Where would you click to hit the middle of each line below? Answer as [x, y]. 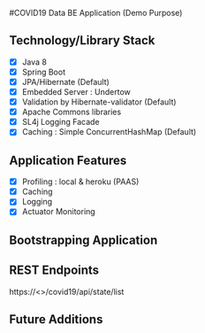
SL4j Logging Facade [61, 122]
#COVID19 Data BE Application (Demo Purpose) [96, 13]
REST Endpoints [54, 271]
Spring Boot [44, 72]
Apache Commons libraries [72, 112]
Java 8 [34, 62]
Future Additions [56, 319]
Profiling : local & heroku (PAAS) [80, 182]
